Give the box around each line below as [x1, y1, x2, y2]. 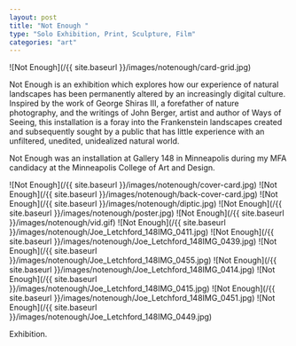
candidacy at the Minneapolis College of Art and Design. [9, 162, 215, 173]
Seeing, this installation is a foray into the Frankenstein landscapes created [9, 117, 283, 128]
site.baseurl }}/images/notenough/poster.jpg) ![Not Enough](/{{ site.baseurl [9, 208, 285, 218]
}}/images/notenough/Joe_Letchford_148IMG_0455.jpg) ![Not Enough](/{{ [9, 255, 277, 266]
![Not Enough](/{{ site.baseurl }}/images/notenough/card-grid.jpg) [9, 62, 252, 73]
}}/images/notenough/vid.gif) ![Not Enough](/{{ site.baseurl [9, 217, 226, 228]
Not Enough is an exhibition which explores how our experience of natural [9, 79, 279, 90]
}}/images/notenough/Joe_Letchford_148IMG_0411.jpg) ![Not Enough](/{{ [9, 227, 275, 238]
